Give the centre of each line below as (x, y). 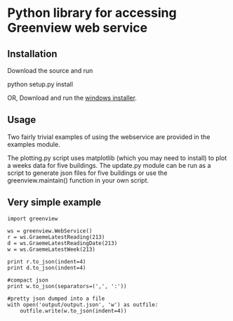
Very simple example (54, 203)
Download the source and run (50, 71)
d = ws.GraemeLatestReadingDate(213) (62, 243)
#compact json (28, 280)
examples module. (34, 144)
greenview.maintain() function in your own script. (78, 180)
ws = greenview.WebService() (50, 231)
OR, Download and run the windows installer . (72, 98)
